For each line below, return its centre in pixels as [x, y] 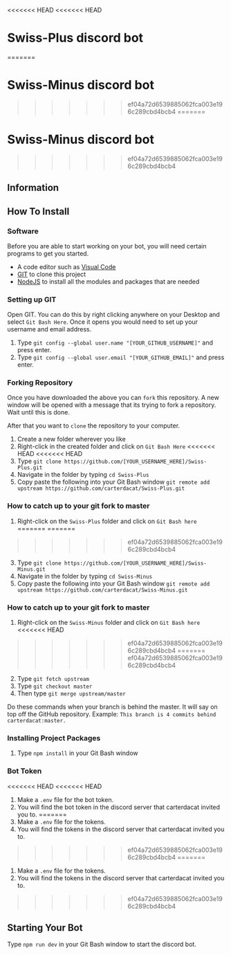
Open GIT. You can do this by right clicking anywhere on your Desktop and [113, 315]
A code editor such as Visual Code [66, 266]
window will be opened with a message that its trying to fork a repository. [112, 405]
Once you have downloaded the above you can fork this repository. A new [113, 398]
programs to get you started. [48, 253]
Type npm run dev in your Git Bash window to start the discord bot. [102, 945]
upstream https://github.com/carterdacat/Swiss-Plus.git [101, 489]
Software [23, 231]
